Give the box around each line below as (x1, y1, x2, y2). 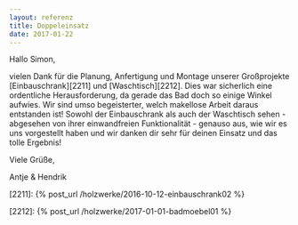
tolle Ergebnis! (9, 137, 62, 148)
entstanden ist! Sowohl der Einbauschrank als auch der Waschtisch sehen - (9, 108, 286, 120)
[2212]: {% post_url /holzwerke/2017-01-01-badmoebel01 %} (9, 206, 232, 217)
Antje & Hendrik (9, 172, 67, 182)
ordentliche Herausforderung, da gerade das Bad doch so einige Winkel (9, 90, 273, 100)
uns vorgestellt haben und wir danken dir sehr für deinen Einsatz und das (9, 128, 278, 139)
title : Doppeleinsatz (9, 21, 90, 30)
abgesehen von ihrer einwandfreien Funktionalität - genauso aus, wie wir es (9, 118, 287, 129)
